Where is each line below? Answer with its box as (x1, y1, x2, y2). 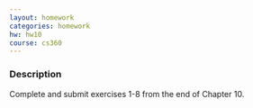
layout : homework (9, 13, 75, 22)
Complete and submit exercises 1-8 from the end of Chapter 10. (9, 88, 245, 99)
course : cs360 (9, 38, 63, 48)
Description (9, 68, 62, 81)
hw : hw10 (9, 30, 42, 39)
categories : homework (9, 22, 91, 31)
